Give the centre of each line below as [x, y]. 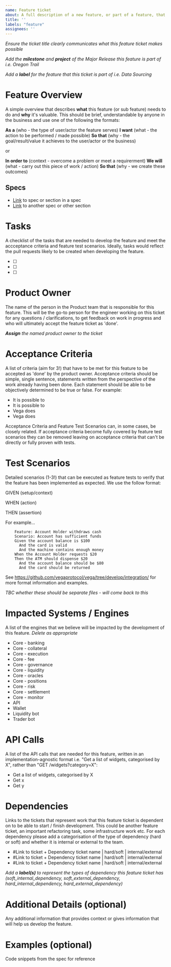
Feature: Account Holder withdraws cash [58, 532]
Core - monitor [28, 697]
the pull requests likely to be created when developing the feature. [75, 251]
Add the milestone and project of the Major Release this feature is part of [83, 59]
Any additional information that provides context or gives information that [82, 919]
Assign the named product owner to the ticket [54, 333]
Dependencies [37, 806]
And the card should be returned [54, 567]
